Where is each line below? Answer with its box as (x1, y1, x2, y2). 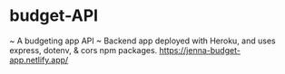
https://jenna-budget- (159, 44, 241, 55)
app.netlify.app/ (9, 54, 69, 65)
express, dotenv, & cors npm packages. (9, 44, 158, 55)
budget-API (9, 5, 98, 26)
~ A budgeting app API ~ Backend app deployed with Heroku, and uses (9, 35, 276, 46)
